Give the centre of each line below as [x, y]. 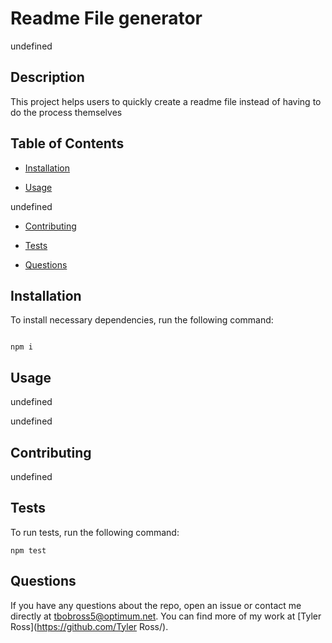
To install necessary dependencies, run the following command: [142, 320]
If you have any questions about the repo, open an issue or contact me [156, 605]
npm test [28, 550]
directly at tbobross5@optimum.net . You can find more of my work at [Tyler [166, 616]
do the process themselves [66, 112]
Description [47, 77]
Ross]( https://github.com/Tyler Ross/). [89, 626]
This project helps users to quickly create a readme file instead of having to [166, 101]
